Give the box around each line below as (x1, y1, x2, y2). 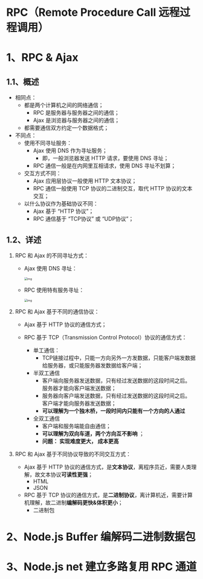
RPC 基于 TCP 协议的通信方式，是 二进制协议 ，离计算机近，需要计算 (24, 492, 193, 498)
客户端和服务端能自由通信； (42, 423, 112, 429)
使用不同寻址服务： (24, 139, 72, 147)
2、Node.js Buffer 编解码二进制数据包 (6, 530, 196, 544)
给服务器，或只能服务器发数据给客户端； (42, 362, 143, 369)
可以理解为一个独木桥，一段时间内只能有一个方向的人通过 (42, 407, 185, 414)
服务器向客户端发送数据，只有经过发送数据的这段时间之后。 (42, 392, 191, 399)
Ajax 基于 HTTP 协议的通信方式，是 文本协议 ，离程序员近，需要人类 (24, 463, 192, 470)
